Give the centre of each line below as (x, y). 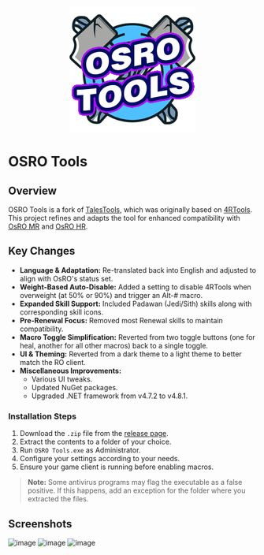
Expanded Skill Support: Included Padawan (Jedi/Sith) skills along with (136, 304)
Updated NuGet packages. (74, 387)
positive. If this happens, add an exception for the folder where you (136, 490)
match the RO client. (53, 362)
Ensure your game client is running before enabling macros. (117, 467)
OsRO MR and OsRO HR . (48, 226)
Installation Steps (43, 416)
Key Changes (42, 251)
